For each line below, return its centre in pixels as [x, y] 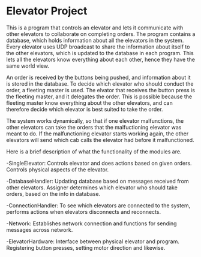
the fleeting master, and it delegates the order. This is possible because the [99, 96]
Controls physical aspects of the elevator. [58, 170]
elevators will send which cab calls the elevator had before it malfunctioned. [100, 140]
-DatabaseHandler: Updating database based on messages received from [97, 181]
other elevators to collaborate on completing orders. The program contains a [101, 34]
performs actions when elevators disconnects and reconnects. [83, 211]
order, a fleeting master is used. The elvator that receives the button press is [100, 90]
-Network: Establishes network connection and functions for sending [91, 223]
